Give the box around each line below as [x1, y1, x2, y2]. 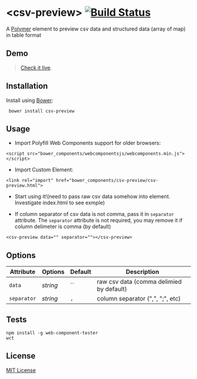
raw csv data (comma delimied [96, 278, 182, 286]
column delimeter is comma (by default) [14, 223, 111, 230]
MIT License [6, 367, 36, 374]
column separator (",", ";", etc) [96, 295, 181, 303]
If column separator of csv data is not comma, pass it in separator [14, 211, 174, 218]
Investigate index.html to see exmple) [14, 199, 106, 207]
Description [125, 268, 159, 276]
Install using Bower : [6, 97, 54, 104]
